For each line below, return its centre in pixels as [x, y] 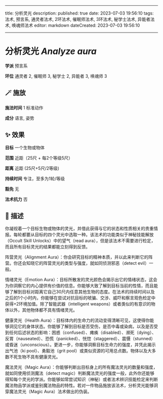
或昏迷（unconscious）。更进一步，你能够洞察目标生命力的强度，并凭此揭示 [81, 345]
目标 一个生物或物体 [25, 147]
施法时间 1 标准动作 [24, 108]
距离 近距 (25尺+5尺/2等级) [32, 168]
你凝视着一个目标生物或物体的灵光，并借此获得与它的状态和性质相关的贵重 [79, 229]
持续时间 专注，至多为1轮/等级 [35, 179]
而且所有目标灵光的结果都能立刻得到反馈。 [48, 247]
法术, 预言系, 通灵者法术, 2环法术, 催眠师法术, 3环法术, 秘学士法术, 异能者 [78, 19]
